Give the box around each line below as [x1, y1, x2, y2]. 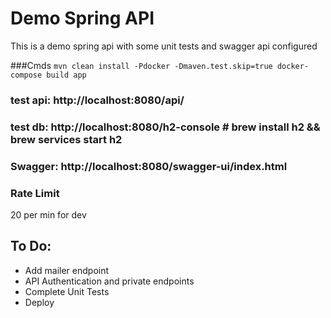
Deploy [24, 296, 55, 308]
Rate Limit [10, 186, 60, 200]
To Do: [10, 238, 52, 255]
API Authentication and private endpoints [24, 275, 195, 287]
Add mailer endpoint [24, 264, 110, 276]
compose [10, 70, 43, 80]
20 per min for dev [10, 209, 87, 221]
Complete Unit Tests [24, 285, 110, 297]
